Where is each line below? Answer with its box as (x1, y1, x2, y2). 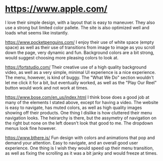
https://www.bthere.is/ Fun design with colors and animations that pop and (5, 135, 155, 141)
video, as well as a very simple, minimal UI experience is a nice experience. (5, 69, 156, 75)
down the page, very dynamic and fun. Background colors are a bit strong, (5, 50, 155, 55)
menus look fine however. (5, 125, 57, 131)
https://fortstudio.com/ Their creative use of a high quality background (5, 64, 147, 70)
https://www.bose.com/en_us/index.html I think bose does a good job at (5, 94, 150, 100)
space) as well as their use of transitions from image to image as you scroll (5, 44, 155, 50)
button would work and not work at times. (5, 85, 89, 90)
